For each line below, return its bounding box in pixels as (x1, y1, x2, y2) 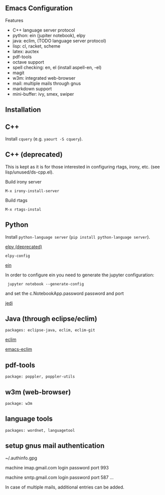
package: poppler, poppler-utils (5, 374, 75, 379)
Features (5, 17, 24, 23)
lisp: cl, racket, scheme (12, 43, 61, 49)
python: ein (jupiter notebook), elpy (12, 32, 86, 38)
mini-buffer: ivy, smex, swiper (12, 91, 74, 97)
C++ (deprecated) (5, 150, 63, 159)
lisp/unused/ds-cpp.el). (5, 169, 54, 175)
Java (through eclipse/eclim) (5, 314, 97, 323)
